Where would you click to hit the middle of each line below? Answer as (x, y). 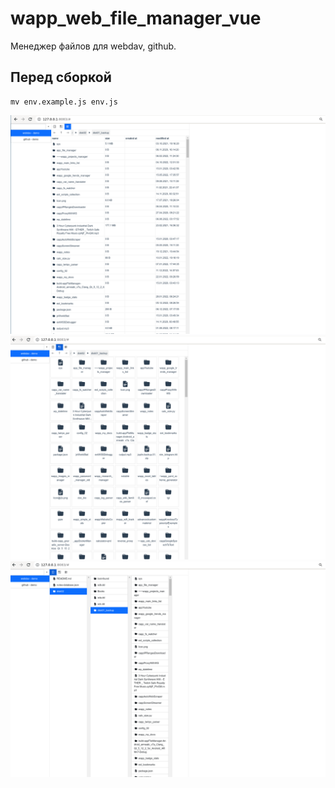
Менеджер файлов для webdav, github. (93, 46)
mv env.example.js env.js (64, 102)
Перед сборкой (61, 77)
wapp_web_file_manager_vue (136, 18)
